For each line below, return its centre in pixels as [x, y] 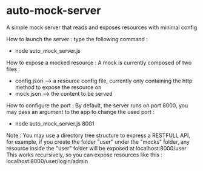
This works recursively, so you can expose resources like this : [84, 155]
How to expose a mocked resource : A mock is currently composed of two [99, 62]
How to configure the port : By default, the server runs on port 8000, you [97, 105]
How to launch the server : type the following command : [77, 39]
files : [13, 69]
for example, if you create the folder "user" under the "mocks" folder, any [98, 142]
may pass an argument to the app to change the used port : [80, 112]
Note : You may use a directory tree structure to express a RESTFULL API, [98, 135]
